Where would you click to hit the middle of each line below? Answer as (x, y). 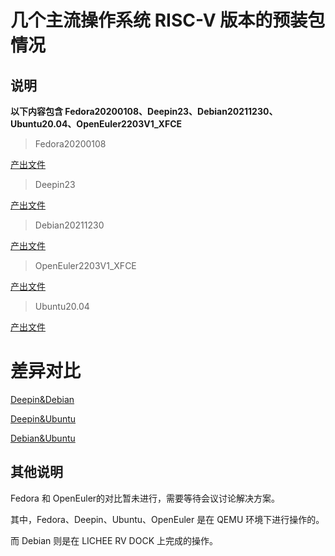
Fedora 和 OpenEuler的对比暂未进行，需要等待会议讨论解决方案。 (145, 498)
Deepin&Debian (42, 399)
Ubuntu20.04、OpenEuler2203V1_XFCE (96, 124)
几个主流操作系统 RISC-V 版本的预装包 (168, 20)
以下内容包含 (36, 111)
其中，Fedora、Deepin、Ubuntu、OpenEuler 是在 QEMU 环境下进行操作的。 (167, 519)
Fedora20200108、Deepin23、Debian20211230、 (171, 111)
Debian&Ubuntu (43, 438)
